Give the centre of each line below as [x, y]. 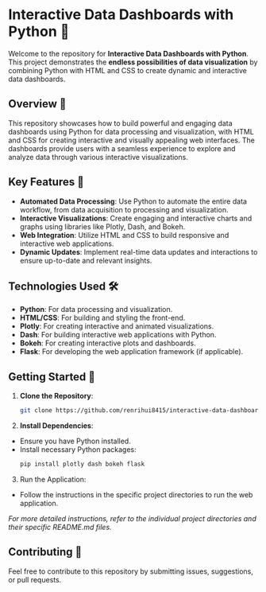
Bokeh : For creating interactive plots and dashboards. [108, 343]
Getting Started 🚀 [52, 377]
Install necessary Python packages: [78, 450]
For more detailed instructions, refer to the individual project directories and [132, 518]
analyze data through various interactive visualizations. [98, 157]
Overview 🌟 [37, 104]
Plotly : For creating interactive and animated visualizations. [117, 326]
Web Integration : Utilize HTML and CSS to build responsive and [124, 235]
